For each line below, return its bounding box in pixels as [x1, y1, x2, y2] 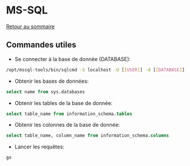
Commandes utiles [6, 40, 76, 50]
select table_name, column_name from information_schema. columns [6, 133, 169, 138]
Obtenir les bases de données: [14, 77, 89, 84]
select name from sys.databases [6, 89, 85, 94]
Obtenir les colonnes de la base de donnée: [14, 121, 120, 128]
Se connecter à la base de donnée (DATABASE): [14, 55, 131, 62]
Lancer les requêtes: [14, 143, 65, 150]
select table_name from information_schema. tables [6, 111, 133, 117]
